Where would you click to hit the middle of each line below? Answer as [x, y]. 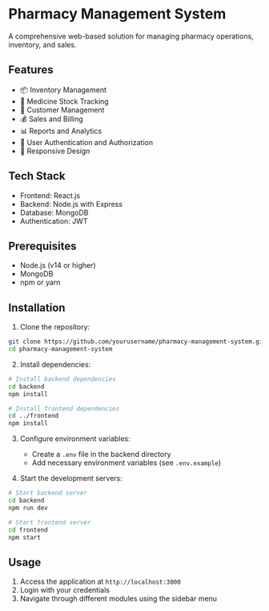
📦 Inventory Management [63, 90]
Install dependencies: [55, 364]
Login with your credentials [65, 590]
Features [31, 70]
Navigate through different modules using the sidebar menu [118, 599]
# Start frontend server [50, 522]
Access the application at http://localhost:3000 [100, 581]
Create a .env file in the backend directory [101, 455]
